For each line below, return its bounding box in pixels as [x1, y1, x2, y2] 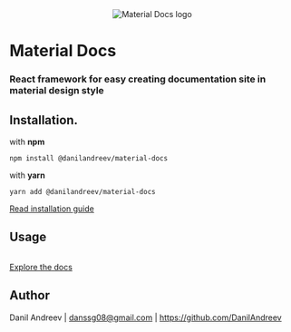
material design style [9, 84, 104, 97]
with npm [9, 136, 45, 147]
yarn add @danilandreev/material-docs [9, 187, 156, 196]
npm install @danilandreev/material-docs [9, 153, 169, 162]
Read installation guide [9, 203, 95, 214]
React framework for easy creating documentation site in [9, 73, 267, 85]
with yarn [9, 170, 45, 181]
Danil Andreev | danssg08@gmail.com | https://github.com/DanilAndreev [9, 312, 283, 323]
